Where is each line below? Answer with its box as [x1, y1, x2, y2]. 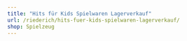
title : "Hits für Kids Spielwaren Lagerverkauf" [7, 10, 152, 17]
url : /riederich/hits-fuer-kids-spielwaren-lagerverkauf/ [7, 17, 180, 24]
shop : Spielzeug [7, 23, 55, 30]
